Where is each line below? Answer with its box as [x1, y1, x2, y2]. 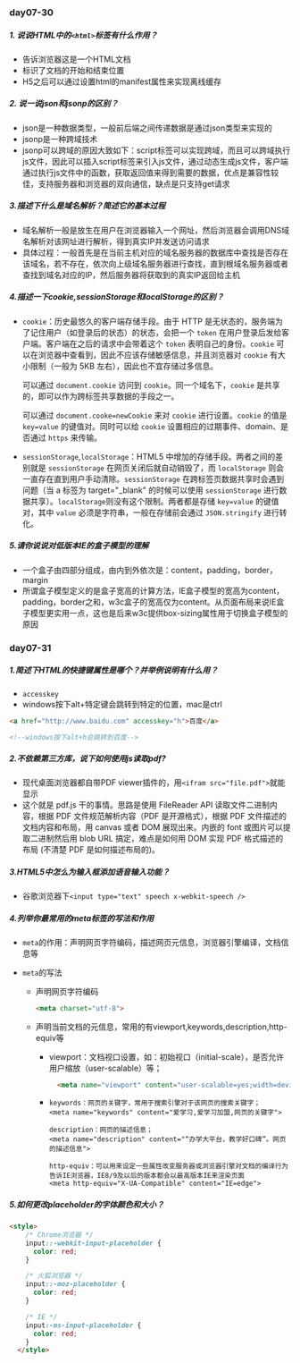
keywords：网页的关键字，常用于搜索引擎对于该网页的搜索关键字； [48, 1098, 261, 1108]
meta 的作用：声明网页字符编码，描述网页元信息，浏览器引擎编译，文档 [21, 937, 281, 948]
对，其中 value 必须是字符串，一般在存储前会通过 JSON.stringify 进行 [21, 507, 279, 518]
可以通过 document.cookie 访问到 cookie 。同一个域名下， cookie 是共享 [21, 379, 280, 390]
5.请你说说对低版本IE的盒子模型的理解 [9, 540, 149, 551]
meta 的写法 [21, 968, 62, 978]
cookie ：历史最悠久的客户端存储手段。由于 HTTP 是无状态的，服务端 [21, 316, 276, 326]
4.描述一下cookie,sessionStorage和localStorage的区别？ [9, 292, 225, 302]
